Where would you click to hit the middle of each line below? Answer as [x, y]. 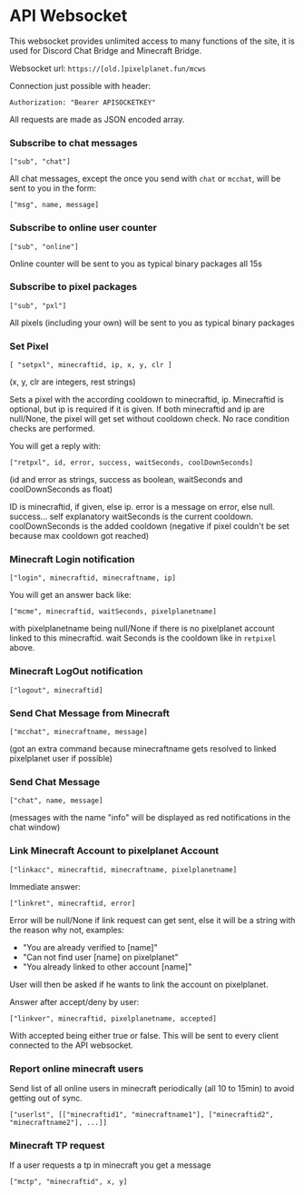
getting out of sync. [46, 1098]
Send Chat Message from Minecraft [89, 712]
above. [22, 648]
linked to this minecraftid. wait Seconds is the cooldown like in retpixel [143, 638]
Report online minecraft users [76, 1069]
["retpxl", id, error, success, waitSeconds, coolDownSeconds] [132, 463]
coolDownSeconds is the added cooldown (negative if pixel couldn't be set [150, 526]
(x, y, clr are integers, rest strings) [73, 382]
